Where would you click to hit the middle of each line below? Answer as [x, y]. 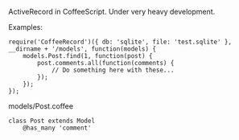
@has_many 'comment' [57, 128]
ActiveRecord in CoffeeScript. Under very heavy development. [112, 12]
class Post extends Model [52, 121]
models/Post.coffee [41, 106]
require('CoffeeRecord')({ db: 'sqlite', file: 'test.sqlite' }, [120, 42]
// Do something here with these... [113, 70]
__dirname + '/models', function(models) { [82, 49]
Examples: [25, 27]
